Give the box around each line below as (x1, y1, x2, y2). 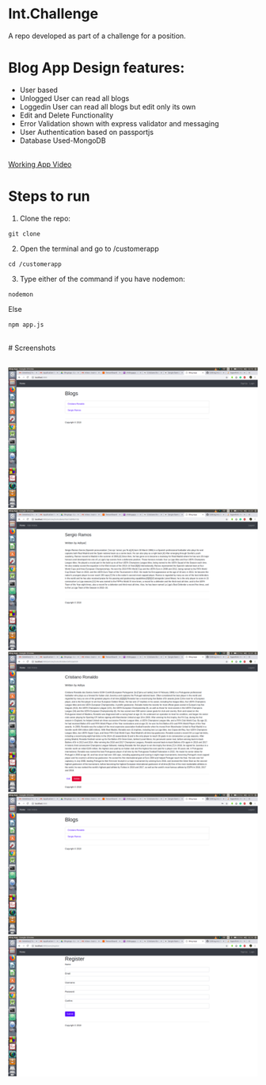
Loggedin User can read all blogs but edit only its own (19, 102, 196, 111)
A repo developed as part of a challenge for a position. (8, 31, 186, 40)
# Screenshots (8, 343, 56, 352)
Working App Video (8, 160, 72, 169)
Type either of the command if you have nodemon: (19, 274, 186, 283)
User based (19, 85, 58, 94)
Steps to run (8, 187, 91, 206)
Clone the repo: (19, 214, 71, 223)
